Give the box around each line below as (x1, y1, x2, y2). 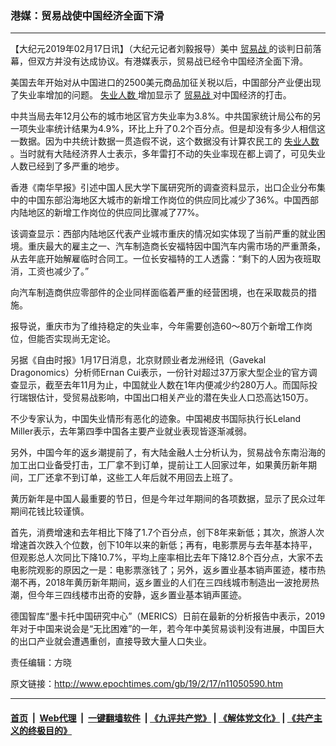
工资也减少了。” (27, 265, 90, 277)
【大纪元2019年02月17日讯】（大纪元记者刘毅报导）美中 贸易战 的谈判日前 (10, 43, 313, 55)
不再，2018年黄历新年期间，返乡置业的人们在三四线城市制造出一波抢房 (18, 577, 311, 589)
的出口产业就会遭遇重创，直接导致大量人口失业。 (10, 635, 212, 647)
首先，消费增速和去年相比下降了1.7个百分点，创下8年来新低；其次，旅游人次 (10, 527, 325, 539)
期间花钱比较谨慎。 (10, 505, 90, 517)
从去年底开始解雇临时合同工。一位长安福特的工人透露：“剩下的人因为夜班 (10, 253, 313, 265)
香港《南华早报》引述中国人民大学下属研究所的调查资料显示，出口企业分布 (10, 182, 317, 194)
